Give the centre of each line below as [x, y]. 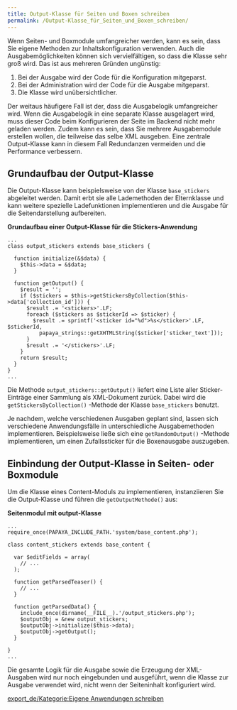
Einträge [20, 398]
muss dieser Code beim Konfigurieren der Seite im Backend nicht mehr [111, 121]
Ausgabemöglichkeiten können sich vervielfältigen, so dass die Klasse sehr [117, 56]
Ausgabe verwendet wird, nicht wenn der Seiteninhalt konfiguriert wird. [112, 685]
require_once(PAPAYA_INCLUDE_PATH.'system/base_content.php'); [103, 532]
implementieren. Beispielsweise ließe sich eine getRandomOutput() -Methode [118, 434]
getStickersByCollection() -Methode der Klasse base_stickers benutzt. [113, 405]
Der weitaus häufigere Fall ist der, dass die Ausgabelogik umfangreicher [112, 106]
